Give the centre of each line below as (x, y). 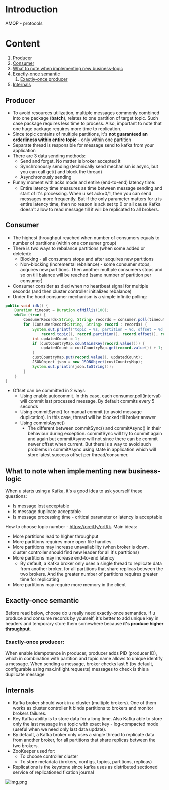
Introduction (32, 9)
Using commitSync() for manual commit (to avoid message (81, 412)
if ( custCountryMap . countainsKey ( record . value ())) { (88, 343)
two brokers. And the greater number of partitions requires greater (89, 574)
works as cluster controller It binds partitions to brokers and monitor (83, 708)
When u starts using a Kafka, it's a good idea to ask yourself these (74, 491)
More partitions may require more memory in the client (69, 585)
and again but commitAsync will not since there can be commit (93, 439)
